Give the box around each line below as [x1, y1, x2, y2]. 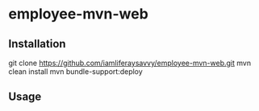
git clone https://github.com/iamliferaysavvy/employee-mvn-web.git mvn [8, 58, 252, 68]
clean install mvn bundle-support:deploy [8, 67, 143, 76]
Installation [8, 37, 66, 51]
